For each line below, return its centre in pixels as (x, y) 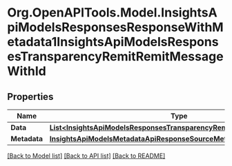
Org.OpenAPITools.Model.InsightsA (112, 13)
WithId (27, 71)
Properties (30, 97)
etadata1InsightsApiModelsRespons (113, 42)
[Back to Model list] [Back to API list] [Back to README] (86, 156)
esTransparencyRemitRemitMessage (115, 57)
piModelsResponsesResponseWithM (115, 27)
